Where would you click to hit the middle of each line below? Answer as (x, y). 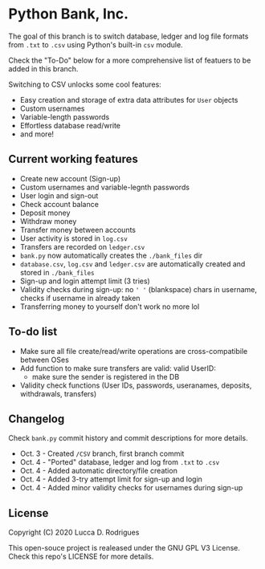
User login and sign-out (59, 195)
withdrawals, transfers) (58, 393)
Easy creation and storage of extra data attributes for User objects (129, 100)
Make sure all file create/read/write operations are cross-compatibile (134, 351)
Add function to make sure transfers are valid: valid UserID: (118, 368)
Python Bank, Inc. (69, 14)
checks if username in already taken (80, 298)
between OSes (45, 360)
